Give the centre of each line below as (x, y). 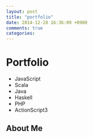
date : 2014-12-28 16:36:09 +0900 (47, 22)
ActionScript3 (31, 110)
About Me (24, 128)
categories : (20, 34)
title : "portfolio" (30, 17)
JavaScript (27, 79)
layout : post (22, 11)
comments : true (25, 28)
